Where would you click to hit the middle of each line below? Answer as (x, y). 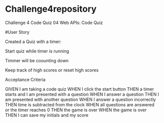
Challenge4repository (51, 9)
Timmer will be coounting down (37, 60)
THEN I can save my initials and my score (47, 115)
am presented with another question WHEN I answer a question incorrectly (81, 99)
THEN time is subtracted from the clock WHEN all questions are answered (80, 104)
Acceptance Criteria (25, 79)
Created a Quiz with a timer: (33, 41)
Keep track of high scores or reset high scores (52, 70)
